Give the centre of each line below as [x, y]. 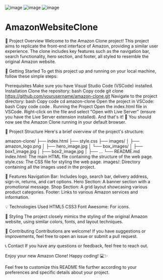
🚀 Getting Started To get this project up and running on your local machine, [81, 71]
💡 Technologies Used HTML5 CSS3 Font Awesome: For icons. [68, 206]
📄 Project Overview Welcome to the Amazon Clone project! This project [77, 41]
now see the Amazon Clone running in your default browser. [66, 122]
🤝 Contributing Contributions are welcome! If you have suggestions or [75, 231]
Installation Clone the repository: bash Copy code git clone [64, 91]
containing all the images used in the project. [50, 167]
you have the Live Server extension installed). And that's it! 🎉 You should [78, 117]
